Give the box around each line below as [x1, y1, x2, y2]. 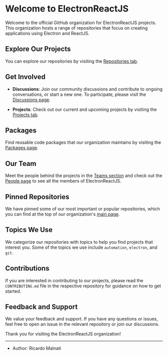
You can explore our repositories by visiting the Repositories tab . [5, 58, 138, 64]
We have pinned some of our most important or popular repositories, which [5, 206, 160, 212]
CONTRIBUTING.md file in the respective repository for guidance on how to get [5, 283, 161, 289]
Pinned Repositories [5, 193, 69, 201]
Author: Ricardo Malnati [12, 345, 61, 351]
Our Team [5, 159, 36, 168]
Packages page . [5, 145, 38, 151]
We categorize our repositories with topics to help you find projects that [5, 239, 153, 245]
